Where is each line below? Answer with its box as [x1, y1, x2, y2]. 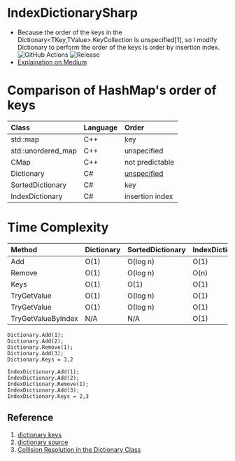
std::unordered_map [10, 146, 77, 156]
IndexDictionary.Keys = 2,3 [7, 392, 90, 400]
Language [83, 123, 118, 132]
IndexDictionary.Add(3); [7, 387, 80, 394]
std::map [10, 135, 40, 144]
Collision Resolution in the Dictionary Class [17, 445, 141, 453]
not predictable [124, 157, 175, 167]
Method [10, 245, 38, 254]
